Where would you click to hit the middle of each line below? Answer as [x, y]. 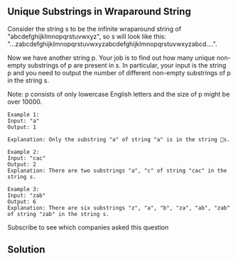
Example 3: [23, 189]
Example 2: [23, 152]
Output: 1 [22, 127]
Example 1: [23, 114]
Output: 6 [22, 202]
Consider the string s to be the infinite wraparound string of [94, 28]
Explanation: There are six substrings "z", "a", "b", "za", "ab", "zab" [119, 208]
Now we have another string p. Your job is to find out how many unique [111, 58]
